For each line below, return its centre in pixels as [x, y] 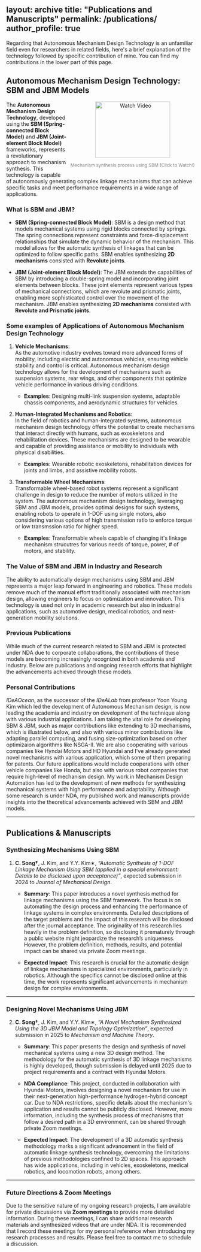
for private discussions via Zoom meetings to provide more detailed [90, 1212]
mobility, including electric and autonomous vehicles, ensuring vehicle [101, 359]
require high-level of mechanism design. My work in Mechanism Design [95, 777]
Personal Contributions [41, 687]
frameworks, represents [36, 149]
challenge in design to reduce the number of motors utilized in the [96, 495]
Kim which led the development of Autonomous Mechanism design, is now [98, 707]
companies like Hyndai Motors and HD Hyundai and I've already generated [98, 751]
